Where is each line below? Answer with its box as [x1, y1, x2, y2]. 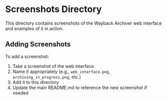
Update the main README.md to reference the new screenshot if [12, 84, 147, 90]
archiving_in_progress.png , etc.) [12, 74, 81, 80]
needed [12, 89, 29, 96]
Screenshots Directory [5, 4, 102, 15]
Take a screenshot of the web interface [12, 63, 94, 69]
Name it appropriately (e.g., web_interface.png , [12, 68, 111, 74]
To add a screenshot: [5, 53, 49, 59]
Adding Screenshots [5, 40, 71, 49]
